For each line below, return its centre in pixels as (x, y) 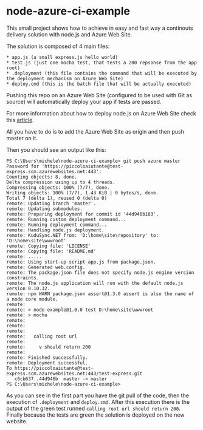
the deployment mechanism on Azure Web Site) (65, 78)
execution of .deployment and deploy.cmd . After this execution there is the (98, 401)
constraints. (23, 278)
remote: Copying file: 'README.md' (51, 251)
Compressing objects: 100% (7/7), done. (58, 187)
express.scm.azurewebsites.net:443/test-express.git (74, 374)
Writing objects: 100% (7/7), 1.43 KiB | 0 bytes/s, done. (83, 193)
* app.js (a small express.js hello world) (62, 57)
